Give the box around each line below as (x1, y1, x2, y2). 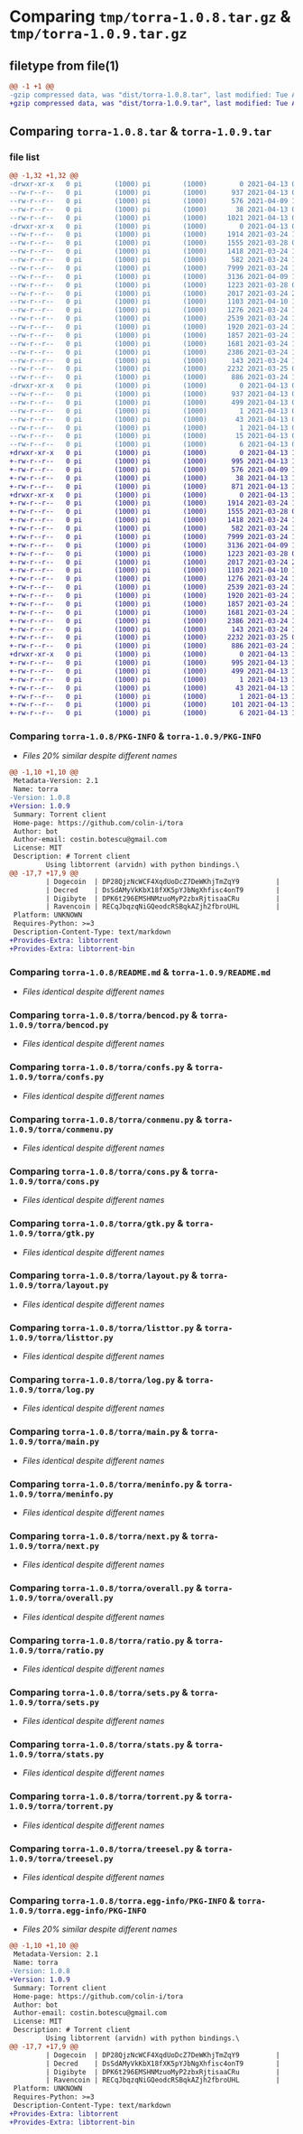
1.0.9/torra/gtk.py (9, 1228, 95, 1239)
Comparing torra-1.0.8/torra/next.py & (9, 1529, 188, 1542)
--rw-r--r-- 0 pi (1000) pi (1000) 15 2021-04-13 (9, 432, 289, 441)
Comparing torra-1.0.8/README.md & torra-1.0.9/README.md (9, 965, 271, 978)
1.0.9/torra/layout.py (9, 1281, 109, 1291)
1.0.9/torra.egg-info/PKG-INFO (9, 1906, 147, 1915)
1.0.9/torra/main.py (9, 1437, 100, 1447)
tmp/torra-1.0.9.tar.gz (9, 25, 188, 42)
